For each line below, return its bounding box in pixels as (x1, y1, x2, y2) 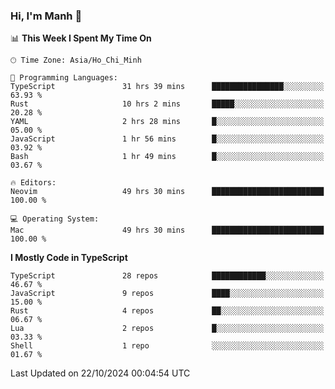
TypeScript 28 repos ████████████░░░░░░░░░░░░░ (10, 271, 325, 281)
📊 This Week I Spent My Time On (10, 32, 152, 44)
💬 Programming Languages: (10, 73, 118, 83)
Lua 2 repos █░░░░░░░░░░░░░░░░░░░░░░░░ (10, 324, 325, 334)
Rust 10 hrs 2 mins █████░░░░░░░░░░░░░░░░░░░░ (10, 99, 325, 109)
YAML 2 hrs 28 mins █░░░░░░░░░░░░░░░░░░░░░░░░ (10, 117, 325, 127)
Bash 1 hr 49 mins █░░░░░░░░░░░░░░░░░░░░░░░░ (10, 152, 325, 162)
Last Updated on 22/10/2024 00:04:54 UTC (10, 367, 191, 379)
